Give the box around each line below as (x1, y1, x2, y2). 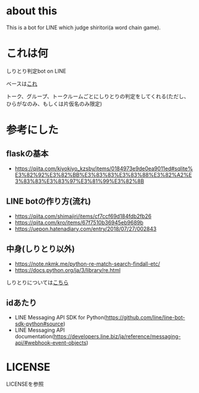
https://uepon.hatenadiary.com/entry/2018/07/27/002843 (14, 225, 157, 232)
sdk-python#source (14, 320, 64, 327)
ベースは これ (6, 80, 38, 87)
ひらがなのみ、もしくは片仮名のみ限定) (6, 100, 102, 107)
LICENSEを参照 (6, 380, 44, 388)
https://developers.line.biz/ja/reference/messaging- (54, 333, 181, 340)
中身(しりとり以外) (6, 244, 75, 254)
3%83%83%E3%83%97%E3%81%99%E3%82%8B (14, 177, 144, 185)
